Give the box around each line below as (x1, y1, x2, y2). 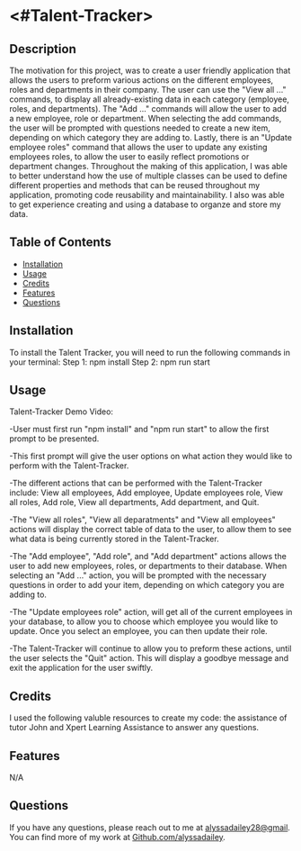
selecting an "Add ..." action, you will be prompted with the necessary (9, 570, 267, 581)
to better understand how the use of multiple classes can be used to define (9, 170, 288, 181)
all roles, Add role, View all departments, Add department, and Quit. (9, 497, 260, 508)
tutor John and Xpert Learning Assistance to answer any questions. (9, 722, 259, 733)
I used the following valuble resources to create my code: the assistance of (9, 712, 288, 723)
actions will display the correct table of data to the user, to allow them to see (9, 524, 292, 535)
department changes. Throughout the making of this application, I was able (9, 161, 288, 171)
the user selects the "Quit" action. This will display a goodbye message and (9, 653, 289, 664)
